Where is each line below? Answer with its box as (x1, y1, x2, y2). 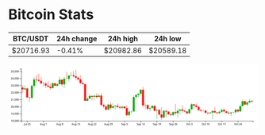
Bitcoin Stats (8, 6, 94, 24)
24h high (107, 34, 139, 44)
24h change (56, 34, 98, 44)
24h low (153, 34, 182, 44)
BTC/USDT (13, 34, 49, 44)
